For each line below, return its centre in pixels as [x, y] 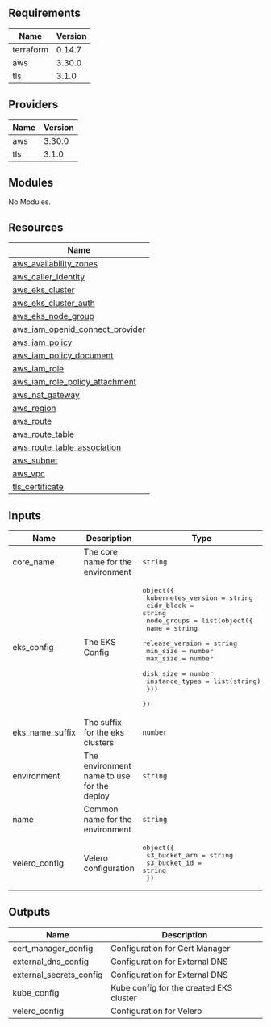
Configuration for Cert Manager [170, 948]
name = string [172, 629]
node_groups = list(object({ [200, 621]
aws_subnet [35, 461]
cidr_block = [170, 606]
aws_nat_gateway [46, 395]
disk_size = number [178, 674]
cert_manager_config [53, 948]
